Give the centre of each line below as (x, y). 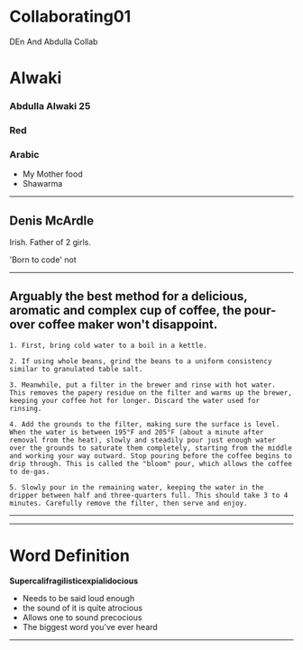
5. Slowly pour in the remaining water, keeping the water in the (137, 487)
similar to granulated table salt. (76, 369)
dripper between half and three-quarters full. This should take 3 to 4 (149, 495)
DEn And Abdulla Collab (54, 41)
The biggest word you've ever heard (90, 627)
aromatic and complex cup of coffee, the (125, 311)
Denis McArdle (52, 220)
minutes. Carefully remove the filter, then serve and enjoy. (129, 503)
